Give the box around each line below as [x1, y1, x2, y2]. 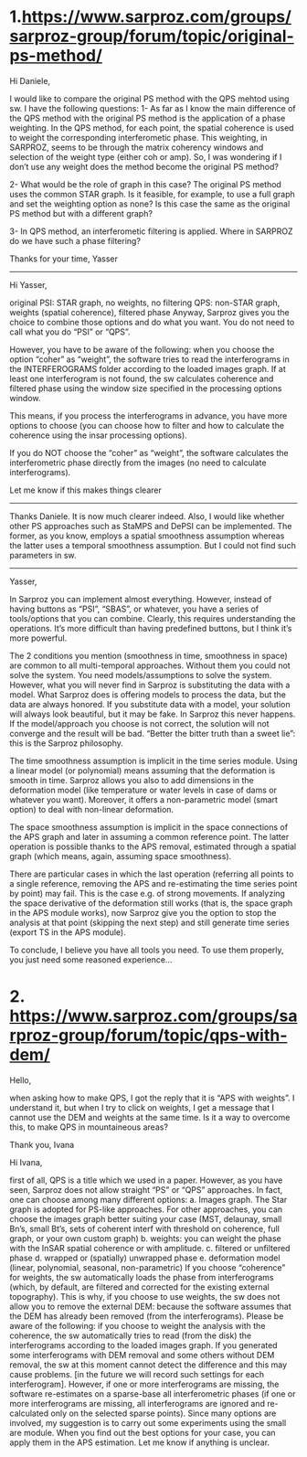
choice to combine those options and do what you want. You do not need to [9, 316, 295, 327]
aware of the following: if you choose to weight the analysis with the [9, 1320, 266, 1331]
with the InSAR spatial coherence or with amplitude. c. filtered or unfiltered [9, 1242, 291, 1253]
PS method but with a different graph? [9, 207, 153, 218]
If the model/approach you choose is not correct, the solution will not [9, 718, 270, 728]
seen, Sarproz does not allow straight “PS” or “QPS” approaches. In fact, [9, 1184, 283, 1195]
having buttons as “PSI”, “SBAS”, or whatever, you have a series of [9, 603, 259, 614]
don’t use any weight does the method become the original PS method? [9, 161, 279, 172]
